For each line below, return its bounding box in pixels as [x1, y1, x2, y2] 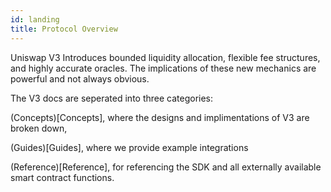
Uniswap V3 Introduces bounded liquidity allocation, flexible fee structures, [10, 51, 321, 63]
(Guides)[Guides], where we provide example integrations [10, 141, 249, 153]
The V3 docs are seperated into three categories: [10, 92, 214, 104]
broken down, [10, 122, 68, 134]
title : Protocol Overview [10, 24, 118, 34]
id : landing [10, 14, 60, 25]
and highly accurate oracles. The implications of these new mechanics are [10, 62, 317, 74]
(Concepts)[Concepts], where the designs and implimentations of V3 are [10, 111, 310, 123]
